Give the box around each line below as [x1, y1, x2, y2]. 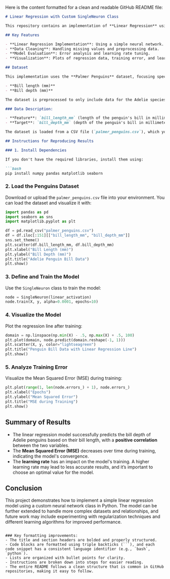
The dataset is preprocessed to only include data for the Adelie [5, 97, 148, 102]
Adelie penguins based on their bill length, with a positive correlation [12, 437, 158, 443]
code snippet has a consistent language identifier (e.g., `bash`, [5, 546, 151, 552]
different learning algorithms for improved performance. [5, 519, 122, 525]
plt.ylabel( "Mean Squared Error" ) [5, 395, 78, 400]
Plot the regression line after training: [5, 323, 82, 329]
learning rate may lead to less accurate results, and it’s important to [12, 464, 153, 470]
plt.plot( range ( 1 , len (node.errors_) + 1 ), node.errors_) [5, 385, 130, 390]
